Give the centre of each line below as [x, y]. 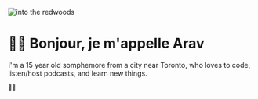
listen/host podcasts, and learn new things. [78, 73]
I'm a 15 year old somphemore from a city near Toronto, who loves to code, [129, 65]
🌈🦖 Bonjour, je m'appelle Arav [107, 44]
